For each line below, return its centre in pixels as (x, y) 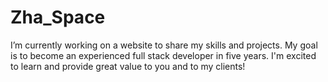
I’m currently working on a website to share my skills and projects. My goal (164, 45)
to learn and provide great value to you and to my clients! (128, 66)
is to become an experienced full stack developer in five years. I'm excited (163, 55)
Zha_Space (58, 17)
